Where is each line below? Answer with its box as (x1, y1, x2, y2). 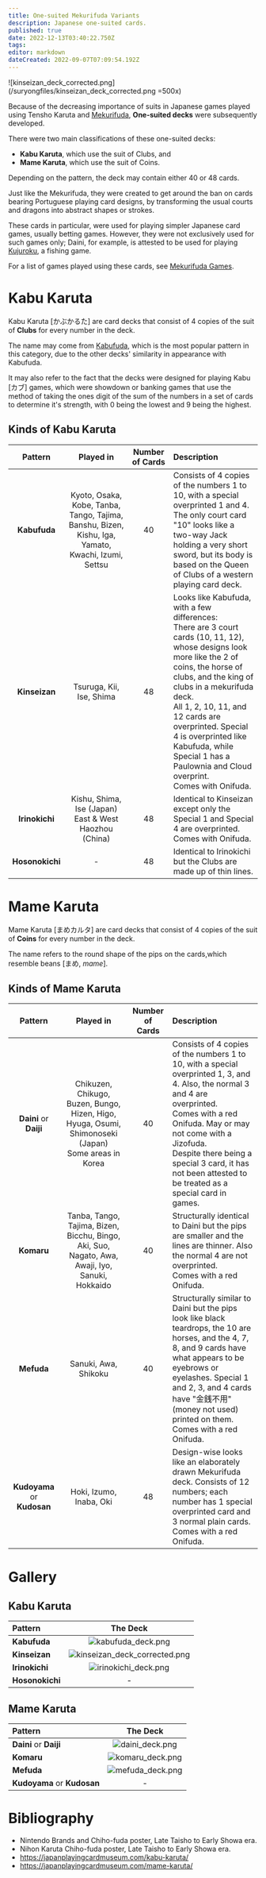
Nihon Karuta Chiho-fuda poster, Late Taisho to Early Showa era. (19, 1844, 231, 1854)
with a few (173, 601, 212, 612)
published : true (8, 26, 62, 34)
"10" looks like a (173, 519, 235, 530)
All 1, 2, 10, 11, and (173, 700, 247, 711)
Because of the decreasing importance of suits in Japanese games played (8, 101, 251, 111)
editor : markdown (8, 48, 66, 56)
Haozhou (78, 823, 113, 834)
